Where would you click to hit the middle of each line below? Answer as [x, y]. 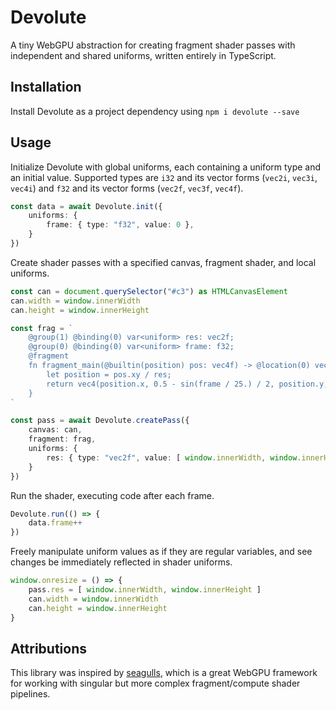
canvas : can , [55, 430]
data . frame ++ [55, 523]
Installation [46, 87]
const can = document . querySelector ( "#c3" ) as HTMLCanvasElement [149, 291]
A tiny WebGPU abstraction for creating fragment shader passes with [153, 45]
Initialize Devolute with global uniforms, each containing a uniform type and [166, 167]
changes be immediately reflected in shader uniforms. [121, 562]
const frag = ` [42, 328]
